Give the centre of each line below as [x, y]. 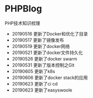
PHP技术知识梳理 [23, 23]
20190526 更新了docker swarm [44, 58]
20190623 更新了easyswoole [42, 90]
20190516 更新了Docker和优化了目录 [50, 33]
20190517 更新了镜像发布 [38, 40]
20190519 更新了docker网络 [41, 46]
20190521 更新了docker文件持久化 [48, 52]
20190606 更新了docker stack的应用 [50, 77]
